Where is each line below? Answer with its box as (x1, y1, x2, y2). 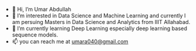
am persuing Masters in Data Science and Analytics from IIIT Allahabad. (11, 19, 191, 25)
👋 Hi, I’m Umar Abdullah (11, 6, 71, 13)
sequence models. (11, 31, 58, 38)
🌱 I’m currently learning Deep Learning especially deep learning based (11, 25, 188, 32)
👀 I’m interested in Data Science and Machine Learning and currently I (11, 12, 186, 19)
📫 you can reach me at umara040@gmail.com (11, 38, 128, 45)
